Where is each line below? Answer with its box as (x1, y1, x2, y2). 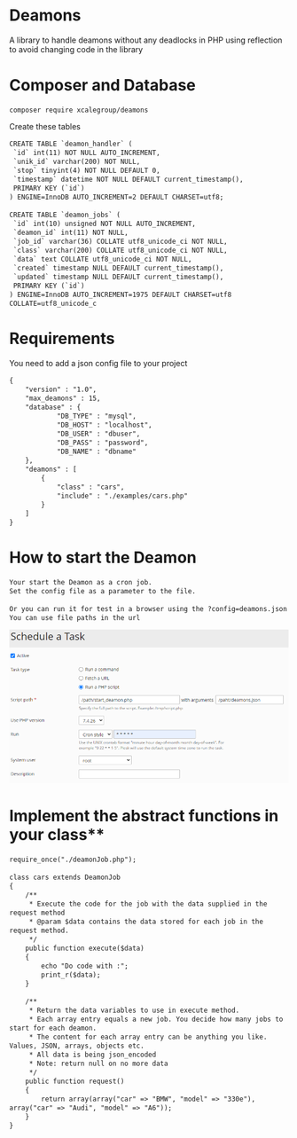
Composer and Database (9, 75, 197, 96)
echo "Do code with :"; (41, 961, 129, 970)
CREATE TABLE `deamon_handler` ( (9, 139, 133, 148)
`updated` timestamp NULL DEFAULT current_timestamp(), (12, 272, 224, 281)
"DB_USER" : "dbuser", (56, 429, 141, 438)
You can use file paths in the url (9, 613, 141, 622)
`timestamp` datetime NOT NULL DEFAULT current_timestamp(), (12, 175, 244, 184)
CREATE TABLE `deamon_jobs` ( (9, 210, 121, 219)
